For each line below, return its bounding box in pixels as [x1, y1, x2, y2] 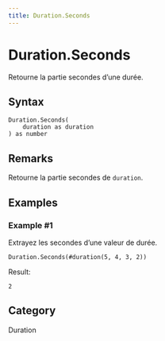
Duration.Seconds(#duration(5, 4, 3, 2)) [8, 253, 148, 261]
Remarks [8, 152, 54, 165]
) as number [8, 130, 48, 138]
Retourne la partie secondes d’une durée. [8, 72, 144, 82]
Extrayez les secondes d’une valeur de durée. [8, 238, 158, 247]
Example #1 [8, 219, 53, 231]
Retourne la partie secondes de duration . [8, 172, 144, 183]
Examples [8, 196, 58, 209]
